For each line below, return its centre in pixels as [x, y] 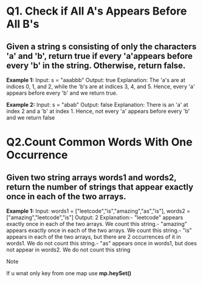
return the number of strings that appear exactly [100, 187]
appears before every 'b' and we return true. [62, 93]
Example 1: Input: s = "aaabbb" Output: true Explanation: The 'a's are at [96, 80]
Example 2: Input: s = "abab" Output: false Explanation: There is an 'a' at [97, 105]
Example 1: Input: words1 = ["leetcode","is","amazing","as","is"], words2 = [98, 211]
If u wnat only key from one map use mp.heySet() [69, 273]
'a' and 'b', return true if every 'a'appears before [100, 56]
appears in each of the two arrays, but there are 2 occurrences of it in [94, 237]
